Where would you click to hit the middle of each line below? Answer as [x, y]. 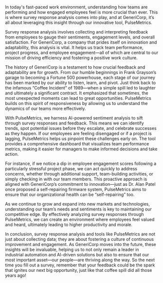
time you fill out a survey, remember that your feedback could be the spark [80, 265]
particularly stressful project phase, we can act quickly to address [71, 169]
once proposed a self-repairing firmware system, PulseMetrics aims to [76, 189]
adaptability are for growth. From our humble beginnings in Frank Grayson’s [81, 72]
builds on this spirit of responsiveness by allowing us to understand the [76, 103]
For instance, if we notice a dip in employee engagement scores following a [81, 163]
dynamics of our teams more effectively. [45, 108]
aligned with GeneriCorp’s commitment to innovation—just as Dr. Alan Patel [80, 184]
